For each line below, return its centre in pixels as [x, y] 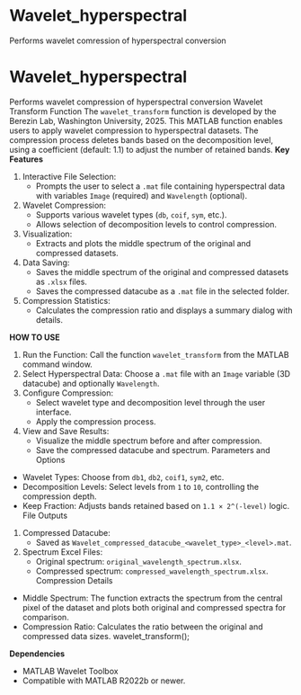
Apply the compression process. [96, 421]
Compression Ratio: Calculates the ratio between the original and [142, 627]
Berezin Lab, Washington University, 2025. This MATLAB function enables [146, 120]
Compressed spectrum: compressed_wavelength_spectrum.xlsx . [152, 571]
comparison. [45, 617]
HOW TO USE [35, 337]
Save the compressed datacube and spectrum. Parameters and [153, 450]
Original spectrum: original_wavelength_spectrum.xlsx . [139, 561]
